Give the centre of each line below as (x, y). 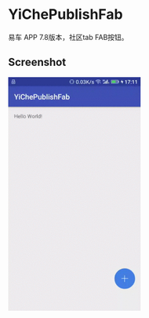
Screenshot (37, 62)
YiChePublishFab (65, 15)
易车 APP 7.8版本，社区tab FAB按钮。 (68, 37)
